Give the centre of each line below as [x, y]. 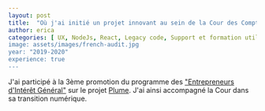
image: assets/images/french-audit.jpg [74, 45]
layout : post [30, 15]
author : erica [32, 30]
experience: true [37, 60]
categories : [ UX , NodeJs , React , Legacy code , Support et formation [125, 37]
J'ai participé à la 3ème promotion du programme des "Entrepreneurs [121, 81]
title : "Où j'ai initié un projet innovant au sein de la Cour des [123, 23]
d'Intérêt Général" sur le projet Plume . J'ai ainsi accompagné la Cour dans [129, 90]
